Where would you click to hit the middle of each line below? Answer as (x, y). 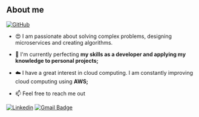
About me (25, 10)
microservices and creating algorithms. (64, 42)
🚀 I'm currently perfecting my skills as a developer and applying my (100, 54)
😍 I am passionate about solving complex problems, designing (93, 36)
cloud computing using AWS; (52, 81)
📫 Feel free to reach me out (50, 93)
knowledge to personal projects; (57, 60)
